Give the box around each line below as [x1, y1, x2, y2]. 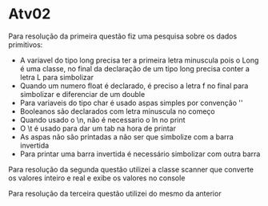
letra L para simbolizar [19, 72, 94, 82]
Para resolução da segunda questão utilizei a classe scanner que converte [8, 164, 254, 174]
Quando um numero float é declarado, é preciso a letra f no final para [19, 81, 249, 91]
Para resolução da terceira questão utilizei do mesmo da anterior [8, 188, 222, 198]
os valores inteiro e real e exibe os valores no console [8, 173, 186, 183]
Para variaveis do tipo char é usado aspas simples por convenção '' [19, 98, 243, 107]
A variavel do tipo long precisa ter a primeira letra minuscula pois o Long [19, 55, 259, 65]
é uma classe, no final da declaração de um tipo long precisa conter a [19, 63, 250, 73]
